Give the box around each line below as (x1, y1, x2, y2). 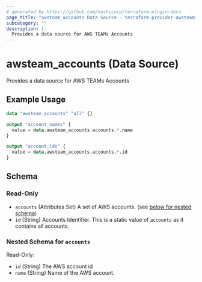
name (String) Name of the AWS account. (14, 269, 115, 276)
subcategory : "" (6, 20, 47, 26)
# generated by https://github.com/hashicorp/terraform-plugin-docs (6, 8, 182, 15)
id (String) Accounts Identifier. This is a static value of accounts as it (14, 216, 184, 223)
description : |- (6, 25, 47, 32)
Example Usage (6, 95, 66, 105)
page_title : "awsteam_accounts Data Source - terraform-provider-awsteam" (6, 14, 198, 20)
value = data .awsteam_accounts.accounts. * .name (11, 127, 133, 133)
